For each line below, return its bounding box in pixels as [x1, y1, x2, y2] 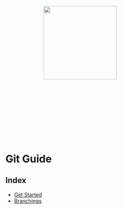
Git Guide [5, 153, 52, 165]
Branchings [13, 197, 42, 204]
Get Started [13, 191, 42, 198]
